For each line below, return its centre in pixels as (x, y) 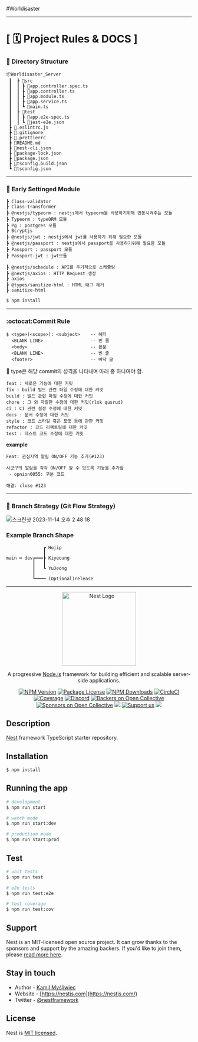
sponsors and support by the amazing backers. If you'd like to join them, (94, 948)
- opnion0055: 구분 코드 (37, 474)
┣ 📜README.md (25, 143)
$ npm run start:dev (32, 824)
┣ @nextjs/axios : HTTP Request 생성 (51, 273)
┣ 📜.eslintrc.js (29, 128)
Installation (27, 756)
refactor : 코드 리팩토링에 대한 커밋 (47, 427)
